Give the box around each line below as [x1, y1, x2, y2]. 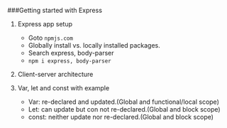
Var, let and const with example [17, 84, 110, 92]
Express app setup [17, 20, 73, 28]
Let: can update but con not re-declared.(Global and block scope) [28, 105, 221, 113]
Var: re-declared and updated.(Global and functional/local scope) [28, 97, 220, 106]
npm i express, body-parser [28, 58, 111, 65]
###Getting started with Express [7, 6, 103, 14]
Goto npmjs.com [28, 33, 73, 42]
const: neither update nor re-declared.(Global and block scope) [28, 113, 214, 121]
